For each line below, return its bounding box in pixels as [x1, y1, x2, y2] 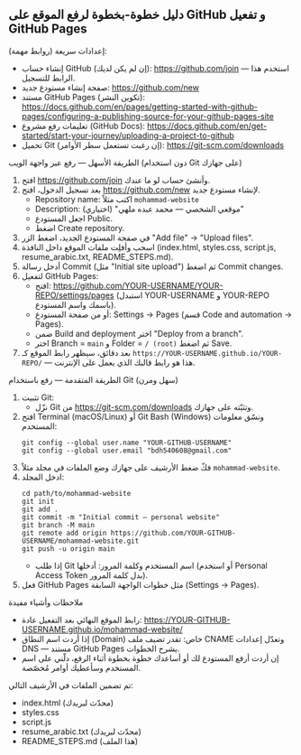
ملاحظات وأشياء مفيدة [8, 596, 84, 608]
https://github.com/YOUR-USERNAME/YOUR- [52, 280, 223, 291]
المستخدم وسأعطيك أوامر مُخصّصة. [21, 662, 141, 673]
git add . [21, 505, 59, 514]
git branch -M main [21, 520, 96, 529]
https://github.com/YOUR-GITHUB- [110, 528, 236, 537]
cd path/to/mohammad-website [21, 489, 132, 498]
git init [21, 497, 55, 506]
